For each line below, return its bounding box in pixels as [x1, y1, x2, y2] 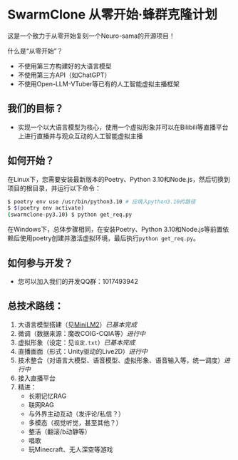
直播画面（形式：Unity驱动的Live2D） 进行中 [17, 347, 148, 355]
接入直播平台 [17, 374, 56, 382]
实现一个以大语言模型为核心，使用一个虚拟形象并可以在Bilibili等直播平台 [17, 123, 229, 131]
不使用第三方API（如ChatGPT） [17, 71, 111, 79]
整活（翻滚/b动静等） [28, 427, 91, 436]
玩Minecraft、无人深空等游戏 [28, 445, 113, 454]
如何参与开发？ [7, 257, 73, 269]
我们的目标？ [7, 103, 64, 115]
